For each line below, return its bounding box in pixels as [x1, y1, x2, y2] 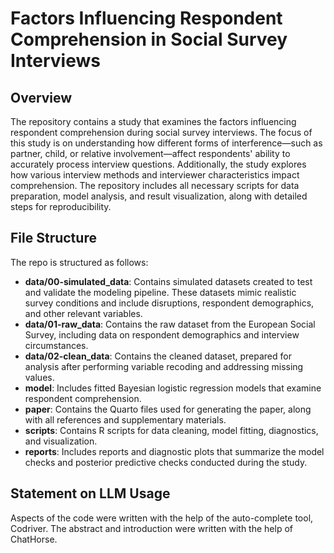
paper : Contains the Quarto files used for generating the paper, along [24, 403, 312, 415]
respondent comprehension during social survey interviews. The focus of [10, 127, 313, 138]
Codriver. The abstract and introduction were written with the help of [10, 522, 293, 534]
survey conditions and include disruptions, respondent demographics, [24, 297, 315, 309]
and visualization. [24, 435, 98, 447]
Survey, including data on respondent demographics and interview [24, 328, 300, 341]
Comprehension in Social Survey [10, 28, 288, 51]
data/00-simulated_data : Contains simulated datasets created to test [24, 275, 313, 287]
